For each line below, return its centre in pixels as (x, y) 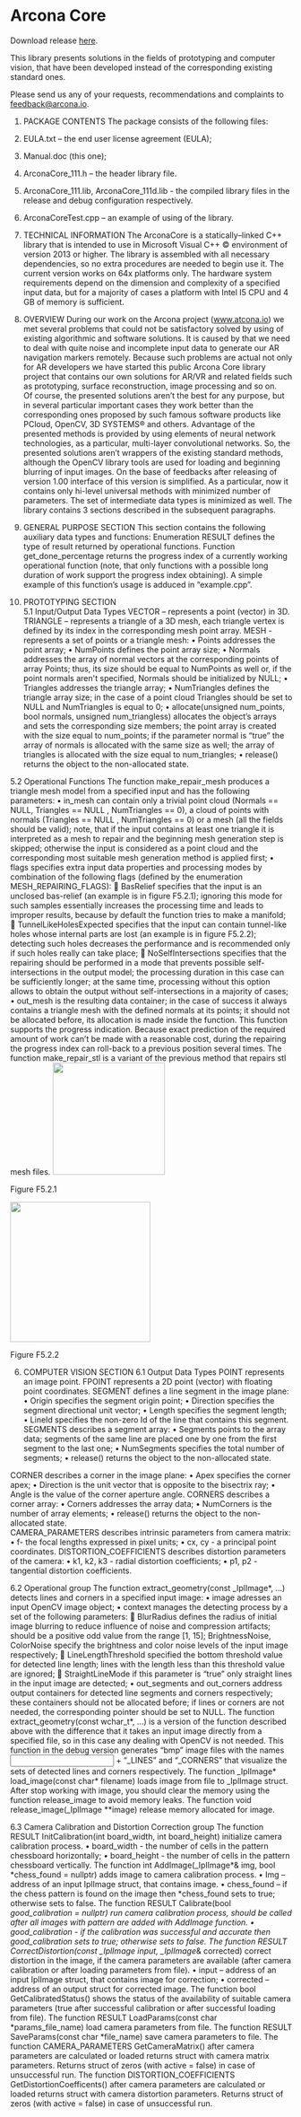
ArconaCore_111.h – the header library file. (100, 173)
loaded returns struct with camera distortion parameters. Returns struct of (147, 2094)
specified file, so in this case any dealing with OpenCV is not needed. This (147, 1740)
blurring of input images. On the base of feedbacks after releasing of (150, 471)
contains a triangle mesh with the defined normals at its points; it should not (150, 1010)
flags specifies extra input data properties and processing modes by (136, 867)
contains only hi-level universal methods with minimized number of (147, 491)
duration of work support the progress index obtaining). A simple (143, 574)
